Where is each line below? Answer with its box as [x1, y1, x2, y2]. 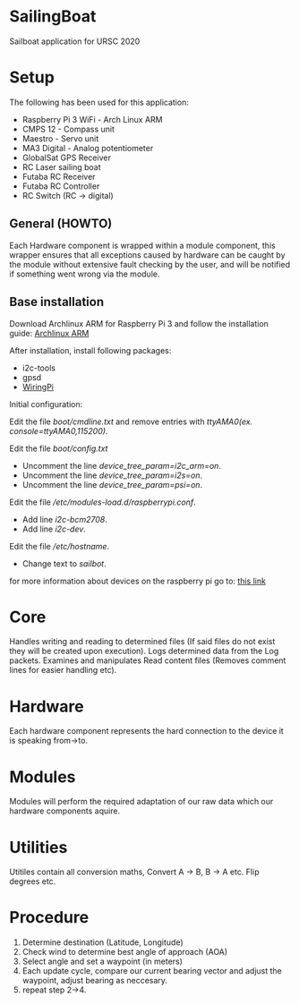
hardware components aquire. [9, 805, 121, 816]
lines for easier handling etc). [9, 665, 117, 676]
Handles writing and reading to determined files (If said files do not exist [9, 636, 276, 647]
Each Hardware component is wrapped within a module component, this [9, 240, 276, 251]
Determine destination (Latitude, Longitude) [21, 937, 184, 948]
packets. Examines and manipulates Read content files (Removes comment [9, 655, 286, 666]
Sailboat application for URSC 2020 [9, 36, 141, 47]
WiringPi [21, 381, 54, 392]
